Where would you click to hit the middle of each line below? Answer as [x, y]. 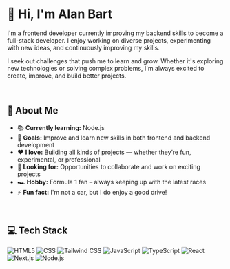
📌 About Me [33, 110]
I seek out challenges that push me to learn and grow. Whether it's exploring [115, 61]
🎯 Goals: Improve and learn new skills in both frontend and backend [114, 138]
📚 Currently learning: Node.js [61, 127]
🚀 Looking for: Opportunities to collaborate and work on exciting [109, 166]
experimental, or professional [59, 159]
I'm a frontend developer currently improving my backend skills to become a [115, 33]
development [36, 144]
